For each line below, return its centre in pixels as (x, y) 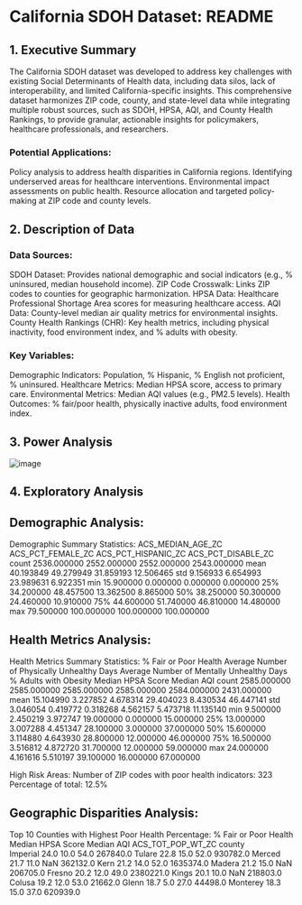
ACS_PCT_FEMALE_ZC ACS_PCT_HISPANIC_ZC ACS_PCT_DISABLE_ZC (142, 554)
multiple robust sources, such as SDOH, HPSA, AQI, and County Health (141, 110)
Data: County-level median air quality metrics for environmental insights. (144, 312)
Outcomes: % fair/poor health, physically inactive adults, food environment (148, 404)
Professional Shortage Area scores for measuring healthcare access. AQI (145, 303)
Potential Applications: (60, 152)
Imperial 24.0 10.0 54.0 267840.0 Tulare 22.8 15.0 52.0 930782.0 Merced (145, 854)
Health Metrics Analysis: (80, 639)
